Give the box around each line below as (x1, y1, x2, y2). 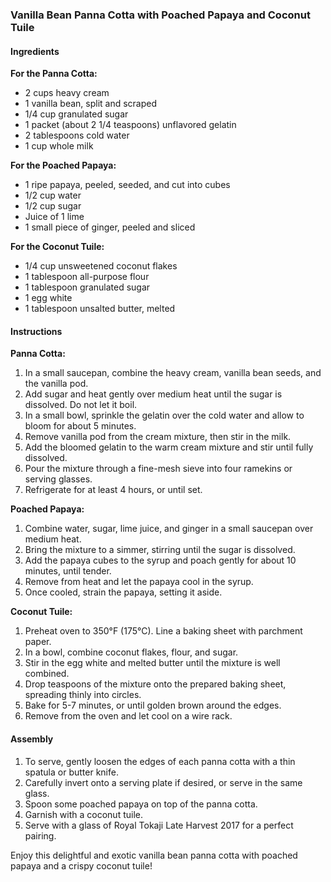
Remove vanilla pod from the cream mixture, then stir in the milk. (24, 431, 292, 443)
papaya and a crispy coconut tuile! (10, 859, 153, 872)
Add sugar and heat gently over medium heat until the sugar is (24, 388, 283, 400)
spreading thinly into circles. (24, 689, 142, 701)
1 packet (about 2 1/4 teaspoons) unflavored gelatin (24, 119, 237, 131)
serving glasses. (24, 473, 93, 485)
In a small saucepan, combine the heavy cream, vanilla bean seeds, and (24, 367, 322, 379)
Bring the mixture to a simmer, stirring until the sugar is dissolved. (24, 544, 296, 556)
